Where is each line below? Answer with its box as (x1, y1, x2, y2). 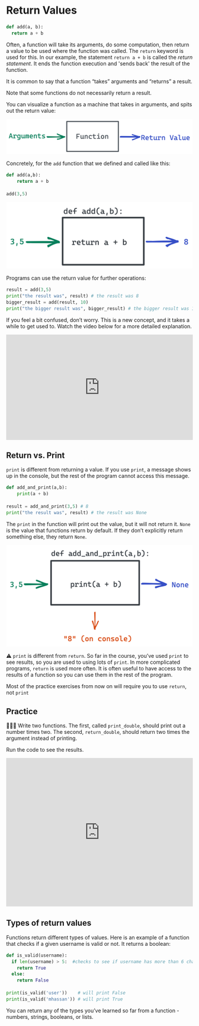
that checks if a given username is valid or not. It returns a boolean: (6, 940, 171, 947)
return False (17, 977, 49, 983)
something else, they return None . (6, 533, 87, 540)
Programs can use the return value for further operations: (6, 274, 146, 282)
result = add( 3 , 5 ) (6, 287, 52, 293)
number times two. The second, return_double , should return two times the (6, 728, 190, 735)
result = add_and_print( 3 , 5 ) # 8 (6, 503, 89, 509)
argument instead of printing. (6, 734, 78, 742)
